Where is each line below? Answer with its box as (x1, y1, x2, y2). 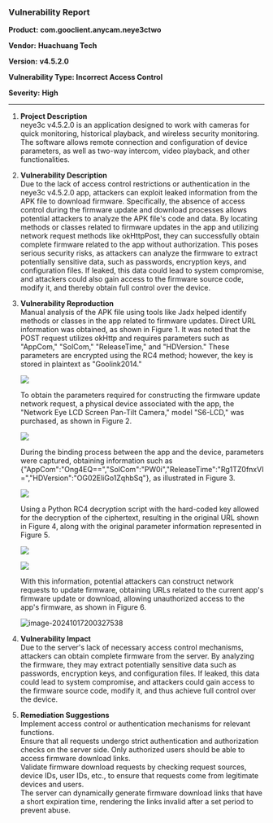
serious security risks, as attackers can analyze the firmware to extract (19, 248, 258, 258)
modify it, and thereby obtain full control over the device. (19, 283, 211, 293)
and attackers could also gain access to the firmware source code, (19, 274, 244, 284)
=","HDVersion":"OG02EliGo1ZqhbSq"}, (19, 473, 152, 483)
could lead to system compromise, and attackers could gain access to (19, 677, 255, 687)
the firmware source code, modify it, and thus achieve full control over (19, 686, 256, 696)
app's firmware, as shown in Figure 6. (19, 602, 147, 612)
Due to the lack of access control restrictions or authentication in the (19, 179, 250, 189)
